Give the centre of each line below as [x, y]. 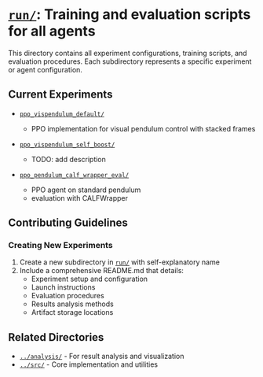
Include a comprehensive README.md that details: [102, 271]
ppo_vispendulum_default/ [62, 114]
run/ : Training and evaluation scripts [130, 15]
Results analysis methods [72, 304]
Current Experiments [60, 95]
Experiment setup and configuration [89, 279]
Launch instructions [63, 287]
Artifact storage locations [72, 312]
